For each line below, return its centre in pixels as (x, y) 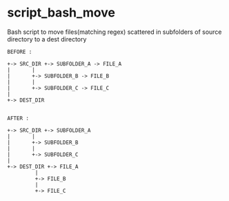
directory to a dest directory (47, 39)
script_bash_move (61, 13)
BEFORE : (20, 52)
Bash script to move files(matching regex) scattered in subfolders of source (114, 32)
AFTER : (18, 118)
